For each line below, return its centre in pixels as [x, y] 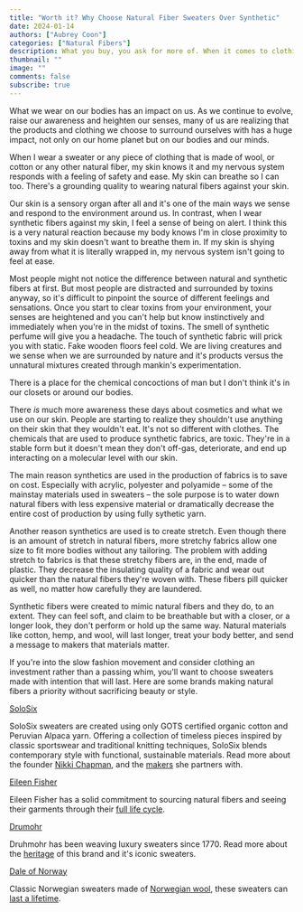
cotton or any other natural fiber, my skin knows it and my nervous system [147, 166]
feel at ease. [32, 261]
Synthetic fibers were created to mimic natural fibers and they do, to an [142, 606]
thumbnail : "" [36, 60]
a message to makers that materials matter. [89, 644]
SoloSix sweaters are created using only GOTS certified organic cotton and [149, 726]
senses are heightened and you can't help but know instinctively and [137, 316]
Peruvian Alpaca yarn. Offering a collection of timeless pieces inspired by [146, 735]
